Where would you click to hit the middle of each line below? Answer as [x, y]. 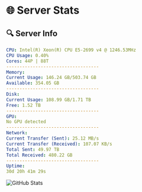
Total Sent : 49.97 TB [33, 149]
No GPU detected [26, 122]
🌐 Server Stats [43, 10]
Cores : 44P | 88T [28, 61]
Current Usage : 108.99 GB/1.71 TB [49, 100]
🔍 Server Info [32, 33]
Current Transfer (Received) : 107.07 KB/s [59, 144]
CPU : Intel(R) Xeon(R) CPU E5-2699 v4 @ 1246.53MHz [71, 50]
